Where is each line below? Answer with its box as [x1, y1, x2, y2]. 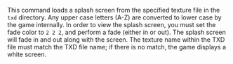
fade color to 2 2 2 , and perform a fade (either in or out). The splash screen [7, 28, 226, 36]
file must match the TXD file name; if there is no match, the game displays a [7, 43, 227, 51]
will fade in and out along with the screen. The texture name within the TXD [7, 35, 225, 44]
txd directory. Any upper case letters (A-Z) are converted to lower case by [7, 13, 222, 22]
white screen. [7, 50, 47, 58]
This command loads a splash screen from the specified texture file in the [7, 6, 220, 14]
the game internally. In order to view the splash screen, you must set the [7, 21, 216, 29]
